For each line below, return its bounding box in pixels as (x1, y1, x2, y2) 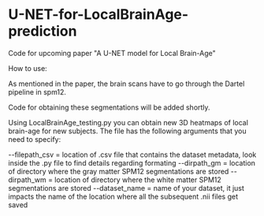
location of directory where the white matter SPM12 (54, 175, 222, 184)
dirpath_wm (8, 175, 46, 184)
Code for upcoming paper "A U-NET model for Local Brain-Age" (8, 48, 217, 58)
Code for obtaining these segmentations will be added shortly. (8, 102, 210, 112)
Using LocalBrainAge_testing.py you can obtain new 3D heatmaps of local (8, 117, 248, 127)
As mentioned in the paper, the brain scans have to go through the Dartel (8, 79, 245, 88)
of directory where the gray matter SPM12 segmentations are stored (8, 166, 229, 176)
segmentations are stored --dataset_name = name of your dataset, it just (8, 183, 244, 192)
